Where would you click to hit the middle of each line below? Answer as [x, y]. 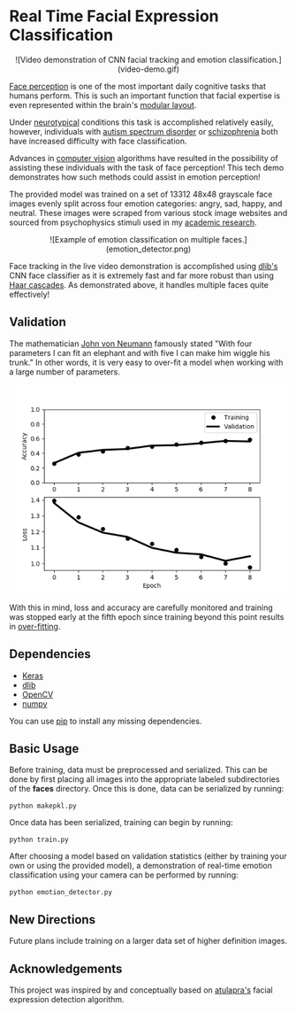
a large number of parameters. [65, 371]
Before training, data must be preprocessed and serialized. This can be [138, 770]
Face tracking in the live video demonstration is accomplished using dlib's [144, 266]
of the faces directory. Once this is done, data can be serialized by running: [147, 789]
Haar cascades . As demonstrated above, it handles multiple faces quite [139, 284]
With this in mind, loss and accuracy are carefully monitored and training [141, 607]
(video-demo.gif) [148, 69]
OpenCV [38, 694]
